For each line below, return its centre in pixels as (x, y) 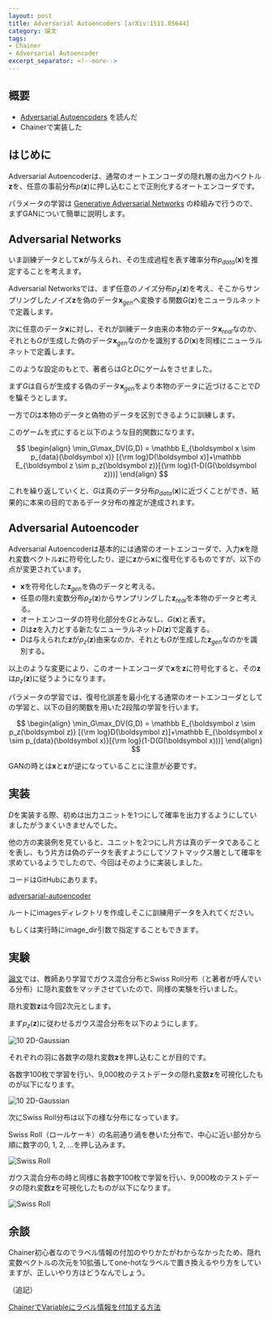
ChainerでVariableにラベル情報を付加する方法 (85, 1307)
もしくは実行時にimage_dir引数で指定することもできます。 (106, 929)
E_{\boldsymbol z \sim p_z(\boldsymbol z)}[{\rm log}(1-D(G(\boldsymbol (136, 465)
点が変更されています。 (47, 569)
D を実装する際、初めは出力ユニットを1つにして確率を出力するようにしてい (133, 815)
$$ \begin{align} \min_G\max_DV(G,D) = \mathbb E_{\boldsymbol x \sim (136, 448)
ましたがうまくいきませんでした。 (65, 825)
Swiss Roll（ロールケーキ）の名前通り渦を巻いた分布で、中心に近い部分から (135, 1135)
